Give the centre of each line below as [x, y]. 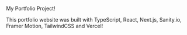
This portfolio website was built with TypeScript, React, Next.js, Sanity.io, [94, 20]
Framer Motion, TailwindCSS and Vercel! [55, 26]
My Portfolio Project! [31, 8]
